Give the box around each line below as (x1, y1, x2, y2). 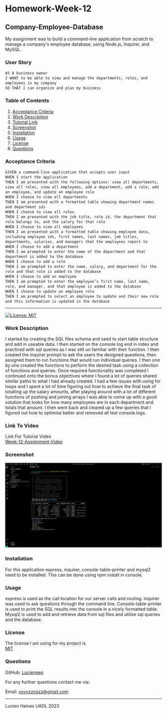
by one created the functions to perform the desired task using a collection (5, 362, 159, 368)
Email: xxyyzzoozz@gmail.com (5, 689, 69, 695)
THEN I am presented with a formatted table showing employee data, (5, 229, 150, 234)
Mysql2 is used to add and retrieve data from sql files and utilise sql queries (5, 612, 161, 618)
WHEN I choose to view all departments (5, 194, 88, 199)
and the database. (5, 617, 42, 623)
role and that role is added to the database (5, 269, 101, 274)
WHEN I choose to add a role (5, 259, 66, 264)
